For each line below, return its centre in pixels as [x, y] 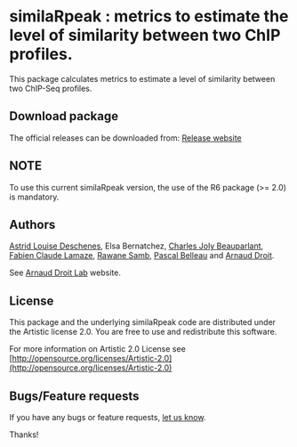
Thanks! [24, 435]
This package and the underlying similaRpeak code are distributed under [143, 322]
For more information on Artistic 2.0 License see [98, 349]
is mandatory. [34, 197]
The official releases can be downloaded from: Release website [125, 138]
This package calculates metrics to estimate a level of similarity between [142, 78]
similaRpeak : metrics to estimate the [149, 16]
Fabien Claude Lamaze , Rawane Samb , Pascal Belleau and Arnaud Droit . [142, 256]
